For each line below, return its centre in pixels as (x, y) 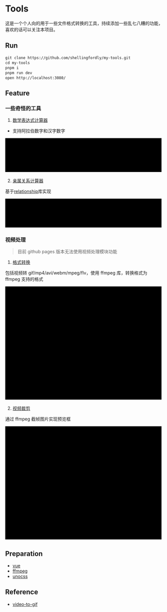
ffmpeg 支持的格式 (24, 279)
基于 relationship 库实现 (28, 191)
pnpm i (12, 68)
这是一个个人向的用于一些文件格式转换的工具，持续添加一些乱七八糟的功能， (84, 23)
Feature (17, 93)
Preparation (24, 554)
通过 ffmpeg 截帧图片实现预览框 (38, 419)
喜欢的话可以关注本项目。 (31, 29)
